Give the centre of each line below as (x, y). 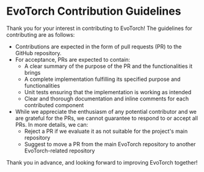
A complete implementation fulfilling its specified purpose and (102, 79)
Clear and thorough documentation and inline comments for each (107, 99)
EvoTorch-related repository (60, 151)
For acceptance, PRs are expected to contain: (72, 59)
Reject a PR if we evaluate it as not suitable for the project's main (106, 131)
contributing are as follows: (41, 34)
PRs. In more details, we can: (52, 124)
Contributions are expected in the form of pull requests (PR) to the (98, 47)
